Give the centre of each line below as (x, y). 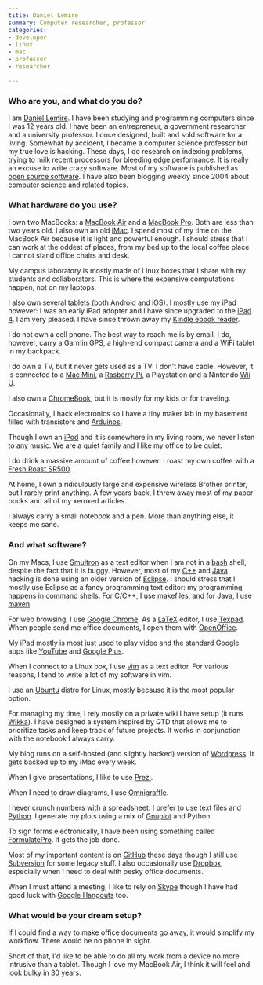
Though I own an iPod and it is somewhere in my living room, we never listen (131, 438)
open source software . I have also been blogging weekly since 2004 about (128, 177)
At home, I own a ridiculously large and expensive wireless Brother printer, (128, 485)
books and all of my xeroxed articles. (67, 501)
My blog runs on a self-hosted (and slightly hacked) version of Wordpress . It (131, 753)
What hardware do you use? (63, 205)
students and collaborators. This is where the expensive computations (121, 279)
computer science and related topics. (68, 185)
